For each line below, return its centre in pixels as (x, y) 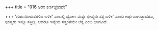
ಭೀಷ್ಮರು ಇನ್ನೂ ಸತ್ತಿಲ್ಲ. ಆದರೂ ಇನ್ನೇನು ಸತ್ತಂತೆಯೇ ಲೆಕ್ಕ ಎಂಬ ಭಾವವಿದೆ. (56, 22)
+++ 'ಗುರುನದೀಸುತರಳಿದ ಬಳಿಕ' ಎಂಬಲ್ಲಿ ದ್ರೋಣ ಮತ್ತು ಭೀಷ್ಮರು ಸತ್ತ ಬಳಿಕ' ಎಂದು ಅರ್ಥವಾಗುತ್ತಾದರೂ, (80, 16)
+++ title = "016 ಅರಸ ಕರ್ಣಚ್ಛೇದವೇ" (36, 7)
